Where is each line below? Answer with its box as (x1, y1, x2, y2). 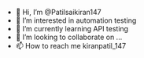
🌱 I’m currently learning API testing (15, 24, 128, 33)
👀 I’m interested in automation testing (15, 16, 137, 25)
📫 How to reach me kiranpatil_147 (15, 42, 127, 50)
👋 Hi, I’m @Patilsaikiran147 (15, 8, 102, 16)
